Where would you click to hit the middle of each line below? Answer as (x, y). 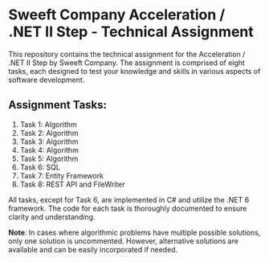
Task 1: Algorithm (49, 124)
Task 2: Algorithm (49, 133)
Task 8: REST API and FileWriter (73, 184)
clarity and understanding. (52, 217)
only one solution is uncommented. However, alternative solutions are (124, 241)
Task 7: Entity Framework (62, 175)
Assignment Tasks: (57, 105)
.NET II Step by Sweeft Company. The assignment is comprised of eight (126, 63)
